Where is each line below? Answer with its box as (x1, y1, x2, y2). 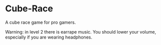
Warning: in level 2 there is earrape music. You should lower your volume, (5, 29, 156, 35)
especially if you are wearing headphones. (5, 34, 92, 40)
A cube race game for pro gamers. (5, 19, 76, 25)
